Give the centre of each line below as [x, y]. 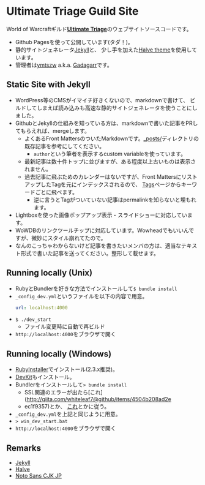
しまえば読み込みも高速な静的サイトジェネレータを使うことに [114, 108]
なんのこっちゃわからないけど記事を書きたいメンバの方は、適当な [98, 246]
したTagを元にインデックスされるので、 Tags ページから [111, 184]
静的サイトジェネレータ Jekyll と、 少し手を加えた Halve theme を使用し [103, 50]
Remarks [24, 448]
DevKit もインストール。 [45, 377]
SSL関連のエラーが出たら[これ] [63, 393]
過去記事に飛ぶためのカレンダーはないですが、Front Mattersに [103, 176]
